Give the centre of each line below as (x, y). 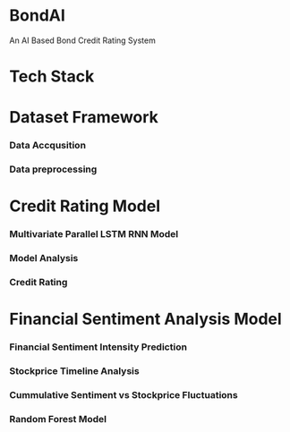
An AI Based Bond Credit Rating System (83, 40)
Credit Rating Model (85, 206)
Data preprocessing (53, 169)
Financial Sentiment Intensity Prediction (98, 347)
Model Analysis (44, 258)
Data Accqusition (48, 146)
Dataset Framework (84, 118)
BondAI (37, 16)
